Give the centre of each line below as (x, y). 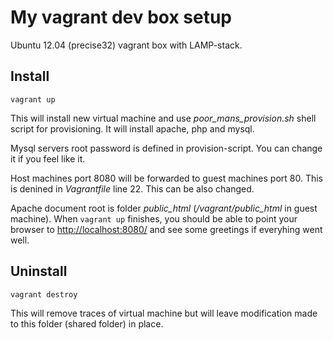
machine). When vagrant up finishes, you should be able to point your (154, 218)
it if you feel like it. (48, 158)
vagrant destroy (44, 294)
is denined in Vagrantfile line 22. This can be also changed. (132, 188)
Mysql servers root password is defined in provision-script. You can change (166, 148)
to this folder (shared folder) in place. (87, 323)
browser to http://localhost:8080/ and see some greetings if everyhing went (166, 229)
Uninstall (39, 271)
